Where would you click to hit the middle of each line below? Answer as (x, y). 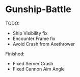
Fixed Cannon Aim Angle (39, 69)
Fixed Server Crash (33, 63)
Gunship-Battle (38, 9)
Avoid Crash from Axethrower (44, 44)
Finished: (15, 54)
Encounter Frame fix (34, 38)
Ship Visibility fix (30, 33)
